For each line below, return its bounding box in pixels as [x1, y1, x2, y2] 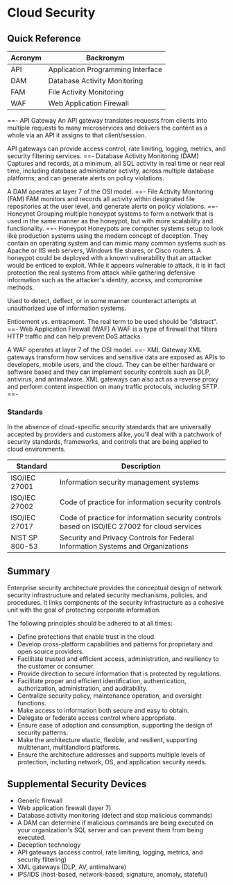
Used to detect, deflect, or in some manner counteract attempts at [7, 297, 196, 304]
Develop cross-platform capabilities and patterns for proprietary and [17, 640, 214, 648]
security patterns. [17, 728, 69, 737]
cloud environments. [7, 445, 66, 454]
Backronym [85, 53, 125, 62]
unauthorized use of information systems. [7, 304, 127, 312]
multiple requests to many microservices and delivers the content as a [7, 123, 208, 132]
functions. [17, 699, 46, 707]
